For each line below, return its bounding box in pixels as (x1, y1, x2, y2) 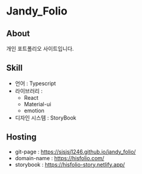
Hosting (6, 132, 37, 143)
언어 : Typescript (14, 80, 56, 87)
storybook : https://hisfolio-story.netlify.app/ (14, 161, 125, 168)
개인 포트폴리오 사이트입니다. (6, 45, 74, 52)
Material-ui (23, 100, 51, 108)
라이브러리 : (14, 87, 43, 94)
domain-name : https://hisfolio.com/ (14, 154, 105, 161)
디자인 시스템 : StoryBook (14, 114, 76, 121)
